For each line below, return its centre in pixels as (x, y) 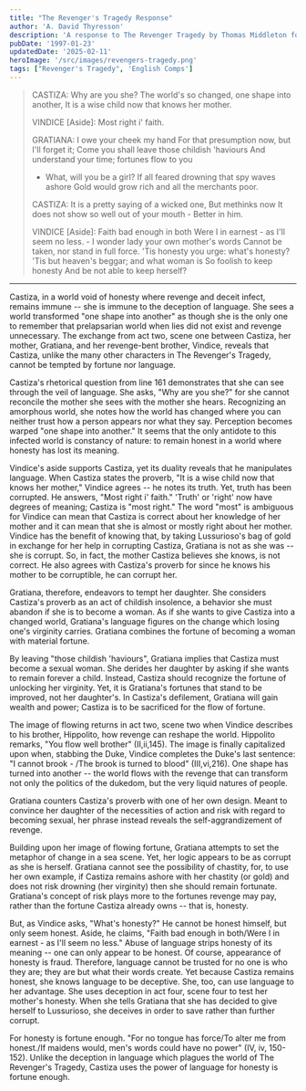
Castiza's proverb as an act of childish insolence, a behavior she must (141, 602)
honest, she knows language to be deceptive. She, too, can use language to (152, 981)
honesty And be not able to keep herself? (109, 270)
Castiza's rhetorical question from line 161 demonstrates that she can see (147, 382)
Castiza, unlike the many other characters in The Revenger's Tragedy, (140, 355)
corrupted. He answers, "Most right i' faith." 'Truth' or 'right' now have (141, 497)
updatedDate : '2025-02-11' (61, 52)
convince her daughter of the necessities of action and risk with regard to (147, 810)
